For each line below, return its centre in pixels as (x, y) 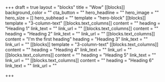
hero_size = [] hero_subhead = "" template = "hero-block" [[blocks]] (75, 18)
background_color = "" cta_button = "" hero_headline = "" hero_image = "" (82, 12)
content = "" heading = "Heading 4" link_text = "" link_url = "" (68, 50)
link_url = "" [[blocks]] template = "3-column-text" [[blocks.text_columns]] (82, 44)
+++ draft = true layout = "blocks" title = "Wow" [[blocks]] (65, 7)
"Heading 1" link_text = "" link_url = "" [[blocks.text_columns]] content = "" (82, 28)
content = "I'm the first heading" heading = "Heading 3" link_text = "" (76, 39)
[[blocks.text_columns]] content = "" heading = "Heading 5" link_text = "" (81, 55)
